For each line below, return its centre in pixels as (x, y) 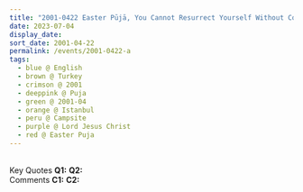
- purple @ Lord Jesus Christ (74, 127)
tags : (19, 59)
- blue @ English (50, 69)
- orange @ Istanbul (56, 110)
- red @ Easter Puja (56, 135)
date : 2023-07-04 (42, 26)
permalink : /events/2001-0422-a (70, 51)
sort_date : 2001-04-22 (52, 43)
